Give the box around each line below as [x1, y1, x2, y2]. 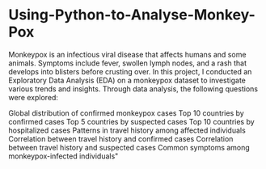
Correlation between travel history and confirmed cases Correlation [8, 133, 234, 143]
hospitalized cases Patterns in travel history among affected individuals [8, 125, 247, 135]
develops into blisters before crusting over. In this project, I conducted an [8, 66, 252, 76]
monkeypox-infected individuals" [8, 151, 119, 161]
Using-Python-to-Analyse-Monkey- [8, 6, 256, 24]
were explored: [8, 92, 59, 102]
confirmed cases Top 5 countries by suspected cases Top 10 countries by [8, 116, 255, 126]
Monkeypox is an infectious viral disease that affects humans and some [8, 49, 247, 59]
